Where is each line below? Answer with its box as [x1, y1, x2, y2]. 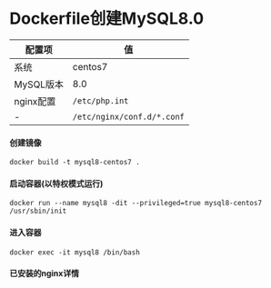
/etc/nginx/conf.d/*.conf [72, 111, 185, 122]
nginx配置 [14, 94, 56, 107]
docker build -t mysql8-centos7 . [9, 158, 141, 167]
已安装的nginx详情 [9, 268, 80, 279]
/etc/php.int [72, 95, 129, 105]
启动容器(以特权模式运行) [9, 178, 104, 189]
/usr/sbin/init [9, 206, 67, 216]
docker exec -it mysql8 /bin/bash [9, 247, 141, 257]
